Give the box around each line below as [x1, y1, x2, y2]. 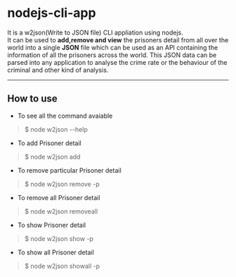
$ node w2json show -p [24, 234, 93, 242]
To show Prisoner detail [17, 221, 86, 229]
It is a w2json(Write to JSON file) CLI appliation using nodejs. [7, 28, 184, 37]
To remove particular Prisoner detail [17, 166, 122, 174]
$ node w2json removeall [24, 207, 98, 216]
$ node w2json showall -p [24, 261, 100, 270]
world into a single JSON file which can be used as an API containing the [7, 43, 218, 51]
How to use [7, 93, 58, 105]
